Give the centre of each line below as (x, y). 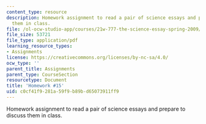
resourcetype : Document (37, 80)
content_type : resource (37, 12)
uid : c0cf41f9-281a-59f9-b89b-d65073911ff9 (63, 92)
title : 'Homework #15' (35, 86)
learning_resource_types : (39, 46)
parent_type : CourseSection (42, 75)
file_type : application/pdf (42, 40)
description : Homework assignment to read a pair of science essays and (101, 18)
